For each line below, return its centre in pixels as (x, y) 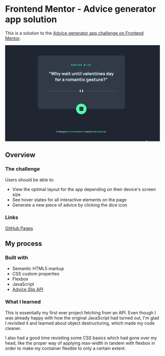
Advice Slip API (28, 289)
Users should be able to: (30, 180)
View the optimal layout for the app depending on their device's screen (84, 189)
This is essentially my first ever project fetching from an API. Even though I (81, 312)
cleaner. (13, 328)
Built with (17, 258)
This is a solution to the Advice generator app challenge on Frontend (74, 33)
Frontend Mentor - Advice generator (81, 9)
